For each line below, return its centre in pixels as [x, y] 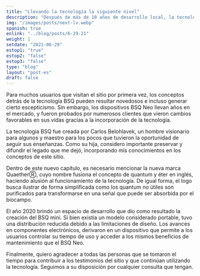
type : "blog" [22, 67]
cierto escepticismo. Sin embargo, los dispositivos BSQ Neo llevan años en [98, 107]
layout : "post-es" [29, 72]
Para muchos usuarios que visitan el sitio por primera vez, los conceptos [95, 95]
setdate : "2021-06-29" [34, 45]
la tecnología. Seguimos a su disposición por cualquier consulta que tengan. [100, 267]
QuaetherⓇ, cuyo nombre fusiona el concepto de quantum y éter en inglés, [100, 175]
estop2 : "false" [26, 56]
